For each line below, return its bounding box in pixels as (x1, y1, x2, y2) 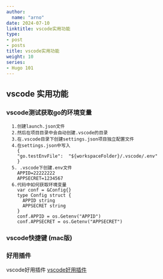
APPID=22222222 (17, 170, 56, 177)
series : (6, 59, 26, 65)
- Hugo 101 (6, 64, 34, 71)
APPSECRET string (22, 203, 66, 209)
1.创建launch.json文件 (11, 124, 65, 130)
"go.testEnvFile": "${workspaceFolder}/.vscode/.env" (17, 153, 158, 160)
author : (6, 8, 26, 15)
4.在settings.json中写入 (11, 143, 71, 149)
